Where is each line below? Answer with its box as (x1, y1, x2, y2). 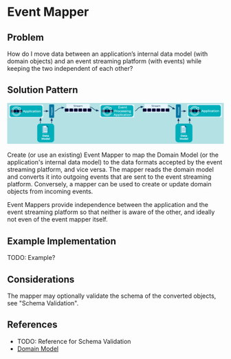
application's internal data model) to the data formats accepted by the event (7, 158, 223, 166)
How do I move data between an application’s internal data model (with (7, 50, 208, 58)
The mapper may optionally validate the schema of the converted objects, (7, 292, 217, 300)
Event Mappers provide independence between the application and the (7, 201, 208, 209)
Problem (7, 32, 45, 43)
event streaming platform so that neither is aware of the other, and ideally (7, 208, 215, 217)
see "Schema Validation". (7, 298, 79, 307)
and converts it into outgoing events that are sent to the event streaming (7, 173, 212, 181)
